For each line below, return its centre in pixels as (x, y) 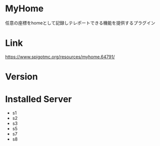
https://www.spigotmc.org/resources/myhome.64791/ (60, 57)
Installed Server (38, 99)
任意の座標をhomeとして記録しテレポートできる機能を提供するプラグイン (80, 23)
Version (22, 77)
